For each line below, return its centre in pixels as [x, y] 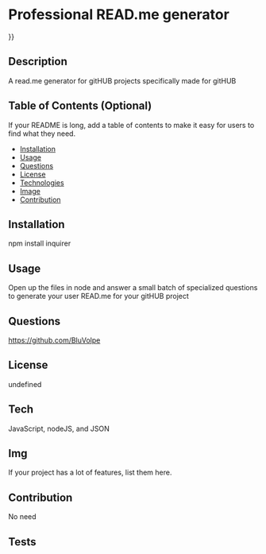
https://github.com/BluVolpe [54, 340]
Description [38, 62]
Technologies [42, 182]
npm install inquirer [40, 243]
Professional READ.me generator [119, 15]
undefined [25, 384]
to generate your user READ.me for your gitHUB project [98, 296]
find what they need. [42, 134]
